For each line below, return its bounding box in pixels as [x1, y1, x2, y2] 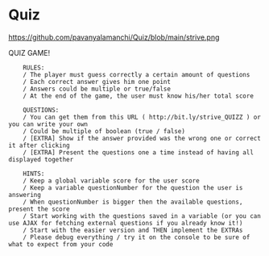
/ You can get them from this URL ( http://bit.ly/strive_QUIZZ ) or [23, 113, 262, 121]
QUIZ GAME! [8, 48, 51, 57]
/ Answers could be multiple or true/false [23, 85, 172, 93]
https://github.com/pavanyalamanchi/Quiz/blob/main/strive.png [8, 32, 220, 42]
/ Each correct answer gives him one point [23, 78, 172, 86]
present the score [8, 204, 70, 213]
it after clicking [8, 141, 70, 149]
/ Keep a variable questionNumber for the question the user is [23, 183, 243, 191]
